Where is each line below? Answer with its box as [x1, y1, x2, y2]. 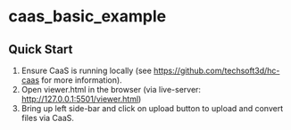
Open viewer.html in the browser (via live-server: [21, 85, 202, 94]
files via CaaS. [21, 113, 75, 123]
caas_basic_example [8, 6, 167, 27]
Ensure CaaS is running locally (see [21, 65, 153, 76]
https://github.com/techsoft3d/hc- [154, 65, 280, 76]
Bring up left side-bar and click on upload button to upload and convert [21, 103, 283, 113]
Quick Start [8, 42, 73, 57]
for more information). [40, 75, 122, 85]
